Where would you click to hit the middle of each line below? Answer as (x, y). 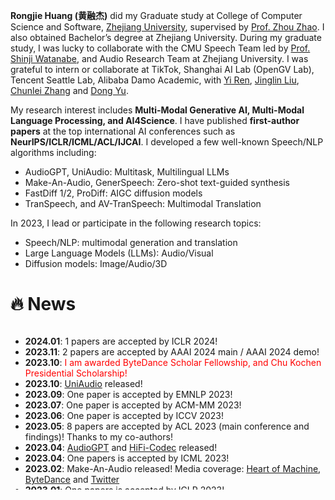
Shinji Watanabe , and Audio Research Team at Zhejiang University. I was (159, 58)
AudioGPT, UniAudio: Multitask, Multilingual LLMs (127, 172)
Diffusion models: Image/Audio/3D (96, 263)
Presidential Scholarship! (76, 373)
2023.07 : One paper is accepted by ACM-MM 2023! (133, 405)
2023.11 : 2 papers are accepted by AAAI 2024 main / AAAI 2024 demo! (172, 351)
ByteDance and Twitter (72, 479)
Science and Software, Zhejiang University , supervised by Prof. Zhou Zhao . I (167, 27)
